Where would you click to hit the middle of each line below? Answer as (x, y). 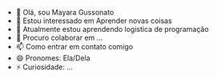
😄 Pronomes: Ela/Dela (53, 58)
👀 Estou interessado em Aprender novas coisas (94, 21)
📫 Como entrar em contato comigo (74, 47)
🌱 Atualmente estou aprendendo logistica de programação (113, 29)
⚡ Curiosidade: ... (44, 67)
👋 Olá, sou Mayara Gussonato (65, 12)
